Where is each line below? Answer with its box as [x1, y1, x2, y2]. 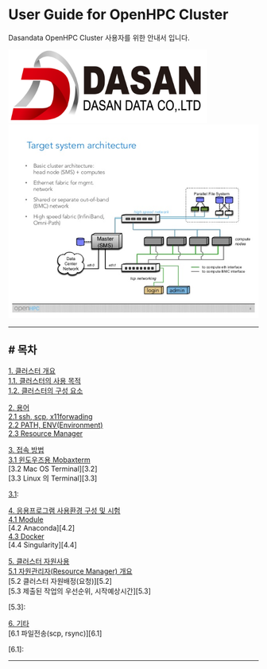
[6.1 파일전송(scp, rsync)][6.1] [8, 628, 103, 638]
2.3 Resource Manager [8, 428, 83, 438]
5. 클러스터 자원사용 [8, 556, 70, 566]
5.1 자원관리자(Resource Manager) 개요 [8, 566, 133, 576]
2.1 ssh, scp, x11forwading [8, 411, 93, 421]
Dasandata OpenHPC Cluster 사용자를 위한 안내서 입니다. [8, 33, 191, 42]
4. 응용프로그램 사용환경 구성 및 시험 [8, 505, 121, 515]
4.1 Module [8, 515, 44, 524]
